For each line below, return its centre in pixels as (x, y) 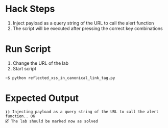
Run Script (28, 49)
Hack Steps (30, 9)
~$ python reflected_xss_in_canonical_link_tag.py (60, 78)
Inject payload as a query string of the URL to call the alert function (83, 23)
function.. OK (20, 116)
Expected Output (42, 98)
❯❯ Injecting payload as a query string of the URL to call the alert (82, 112)
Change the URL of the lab (41, 63)
